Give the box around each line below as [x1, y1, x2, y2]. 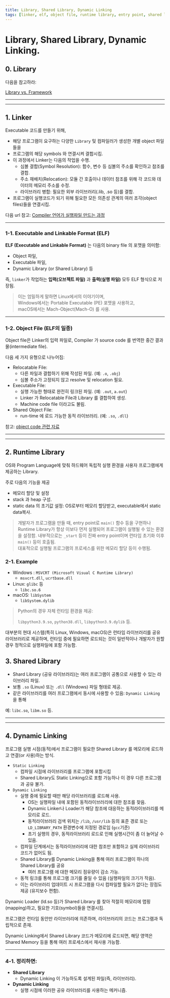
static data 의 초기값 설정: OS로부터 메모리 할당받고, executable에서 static [12, 503, 161, 509]
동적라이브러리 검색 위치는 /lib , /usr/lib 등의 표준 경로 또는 [27, 818, 148, 824]
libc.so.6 [20, 588, 41, 593]
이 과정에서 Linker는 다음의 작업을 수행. [12, 157, 91, 163]
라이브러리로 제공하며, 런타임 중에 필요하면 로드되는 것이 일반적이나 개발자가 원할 [5, 636, 165, 642]
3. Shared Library [5, 657, 61, 666]
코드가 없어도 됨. [20, 850, 53, 856]
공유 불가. [25, 781, 45, 787]
